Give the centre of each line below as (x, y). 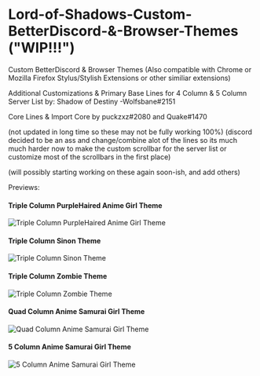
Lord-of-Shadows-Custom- (100, 15)
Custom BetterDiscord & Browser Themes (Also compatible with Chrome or (130, 69)
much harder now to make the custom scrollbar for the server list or (117, 148)
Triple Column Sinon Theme (55, 240)
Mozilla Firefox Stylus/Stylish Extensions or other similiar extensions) (119, 78)
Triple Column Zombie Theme (58, 276)
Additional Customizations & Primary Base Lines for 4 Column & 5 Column (128, 93)
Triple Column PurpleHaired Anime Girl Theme (85, 205)
